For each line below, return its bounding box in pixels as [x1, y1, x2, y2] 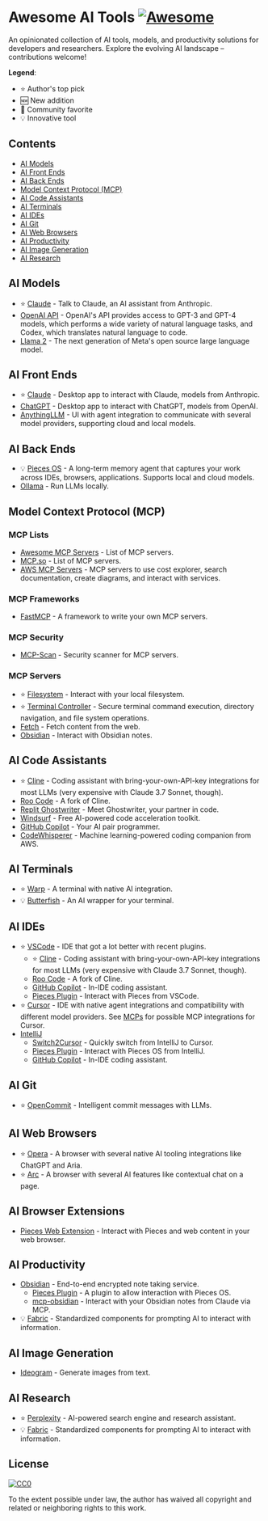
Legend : [8, 67, 37, 77]
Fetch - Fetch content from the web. [19, 721, 141, 731]
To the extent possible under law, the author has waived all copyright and [8, 1494, 252, 1504]
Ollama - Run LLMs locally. [19, 481, 109, 491]
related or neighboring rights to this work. [8, 1502, 147, 1512]
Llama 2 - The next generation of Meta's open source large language [19, 336, 250, 345]
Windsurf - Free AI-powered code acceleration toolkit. [19, 813, 200, 822]
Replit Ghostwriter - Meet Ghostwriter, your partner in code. [19, 805, 220, 814]
